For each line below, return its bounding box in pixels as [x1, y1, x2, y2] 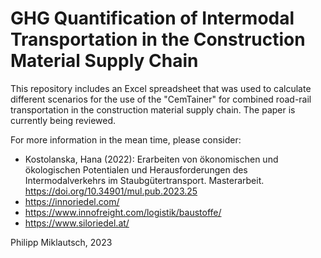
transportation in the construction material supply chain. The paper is [10, 103, 296, 116]
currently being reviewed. [10, 114, 117, 126]
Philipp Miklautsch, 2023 [10, 236, 113, 248]
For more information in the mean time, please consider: [10, 133, 242, 146]
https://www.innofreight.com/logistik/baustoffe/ [24, 206, 222, 218]
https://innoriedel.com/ [24, 195, 120, 207]
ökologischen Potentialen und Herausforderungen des [24, 163, 248, 176]
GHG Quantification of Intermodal [10, 7, 295, 30]
